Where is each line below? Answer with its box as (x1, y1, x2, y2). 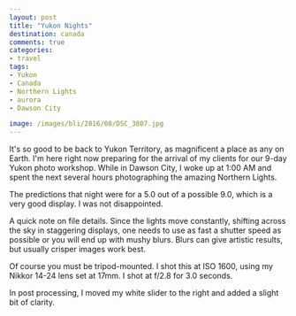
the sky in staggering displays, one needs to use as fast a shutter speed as (9, 225, 282, 235)
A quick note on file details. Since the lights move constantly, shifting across (9, 216, 286, 227)
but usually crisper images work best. (9, 244, 146, 255)
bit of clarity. (9, 297, 56, 308)
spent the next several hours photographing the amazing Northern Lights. (9, 172, 277, 182)
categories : (9, 46, 53, 55)
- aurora (9, 95, 42, 104)
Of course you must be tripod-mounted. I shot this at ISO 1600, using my (9, 261, 274, 272)
